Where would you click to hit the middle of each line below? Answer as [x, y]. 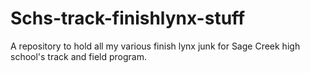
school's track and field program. [78, 56]
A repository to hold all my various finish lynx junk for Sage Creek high [155, 46]
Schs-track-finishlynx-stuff [128, 18]
